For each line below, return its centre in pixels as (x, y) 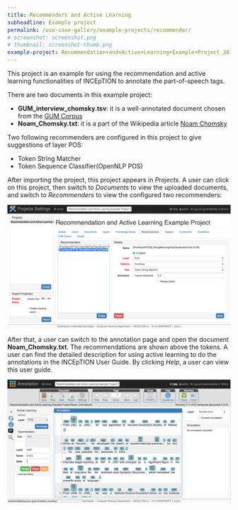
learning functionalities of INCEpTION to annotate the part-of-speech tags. (116, 81)
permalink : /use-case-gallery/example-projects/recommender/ (100, 30)
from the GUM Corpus (50, 116)
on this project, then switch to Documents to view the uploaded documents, (118, 187)
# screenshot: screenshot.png (52, 38)
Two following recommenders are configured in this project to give (104, 137)
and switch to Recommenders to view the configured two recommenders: (115, 195)
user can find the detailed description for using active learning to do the (112, 354)
